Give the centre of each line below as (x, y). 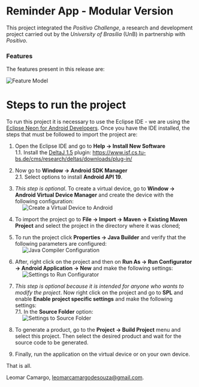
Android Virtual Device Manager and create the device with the (94, 195)
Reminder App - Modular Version (90, 11)
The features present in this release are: (55, 69)
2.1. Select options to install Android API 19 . (69, 177)
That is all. (19, 366)
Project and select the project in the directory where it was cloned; (97, 226)
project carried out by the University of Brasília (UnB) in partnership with (96, 34)
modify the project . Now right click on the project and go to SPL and (99, 293)
